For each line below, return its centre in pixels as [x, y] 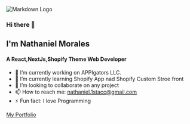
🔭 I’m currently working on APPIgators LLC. [68, 72]
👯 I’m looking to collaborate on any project [67, 85]
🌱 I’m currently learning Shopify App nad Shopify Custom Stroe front [99, 79]
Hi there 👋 [21, 24]
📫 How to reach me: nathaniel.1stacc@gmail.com [76, 92]
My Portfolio [21, 114]
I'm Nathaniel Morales [48, 44]
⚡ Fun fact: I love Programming [53, 101]
